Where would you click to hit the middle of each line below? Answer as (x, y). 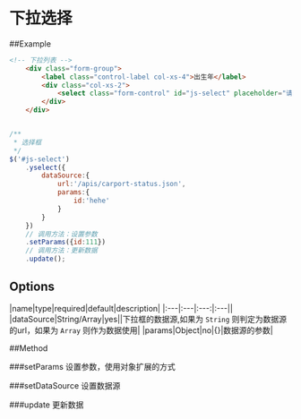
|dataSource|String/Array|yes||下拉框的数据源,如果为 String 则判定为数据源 (148, 319)
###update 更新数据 (47, 405)
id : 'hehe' (91, 201)
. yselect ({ (46, 167)
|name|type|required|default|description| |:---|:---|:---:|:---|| (121, 308)
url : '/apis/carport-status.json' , (121, 184)
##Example (30, 43)
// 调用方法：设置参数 (62, 234)
